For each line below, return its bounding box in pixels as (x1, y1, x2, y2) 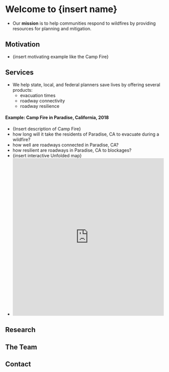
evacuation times (20, 92, 56, 98)
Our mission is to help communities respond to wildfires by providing (12, 20, 156, 26)
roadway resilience (20, 103, 59, 109)
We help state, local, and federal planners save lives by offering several (12, 82, 160, 88)
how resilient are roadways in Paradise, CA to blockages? (12, 147, 132, 153)
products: (12, 87, 33, 93)
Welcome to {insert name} (5, 4, 118, 15)
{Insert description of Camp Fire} (12, 126, 81, 132)
